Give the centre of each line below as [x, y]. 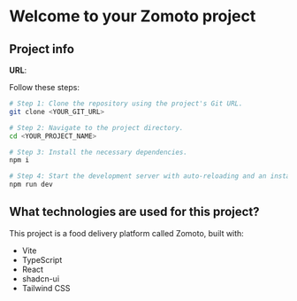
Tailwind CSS [46, 288]
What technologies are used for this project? [134, 212]
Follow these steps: [44, 87]
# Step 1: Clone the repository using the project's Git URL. [126, 104]
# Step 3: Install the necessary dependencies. [99, 152]
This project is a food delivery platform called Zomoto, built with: [127, 233]
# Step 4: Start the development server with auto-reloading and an [138, 176]
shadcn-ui [41, 278]
